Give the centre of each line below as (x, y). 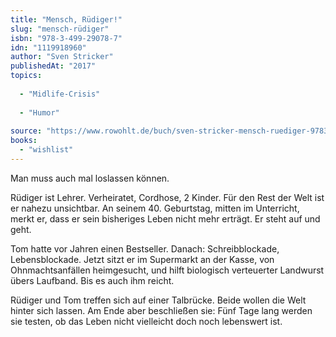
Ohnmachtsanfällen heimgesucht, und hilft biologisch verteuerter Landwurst (167, 270)
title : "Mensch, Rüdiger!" (66, 19)
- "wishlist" (46, 150)
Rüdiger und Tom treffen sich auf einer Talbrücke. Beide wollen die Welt (158, 300)
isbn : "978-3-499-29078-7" (66, 38)
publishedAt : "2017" (53, 66)
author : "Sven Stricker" (62, 57)
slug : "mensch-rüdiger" (60, 29)
